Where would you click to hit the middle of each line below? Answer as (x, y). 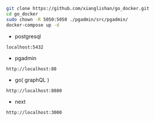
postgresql (28, 36)
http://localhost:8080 (34, 91)
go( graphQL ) (32, 80)
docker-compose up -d (33, 25)
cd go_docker (22, 14)
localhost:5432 (25, 47)
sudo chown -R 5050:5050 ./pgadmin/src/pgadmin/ (67, 19)
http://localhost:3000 (34, 112)
